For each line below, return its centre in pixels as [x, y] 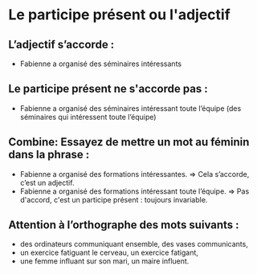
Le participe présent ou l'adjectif [119, 15]
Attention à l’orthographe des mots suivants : [124, 225]
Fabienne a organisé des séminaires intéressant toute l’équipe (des [131, 108]
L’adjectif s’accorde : [61, 45]
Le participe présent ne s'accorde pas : [108, 89]
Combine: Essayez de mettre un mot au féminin [129, 142]
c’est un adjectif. [47, 182]
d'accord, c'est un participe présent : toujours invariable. [114, 199]
